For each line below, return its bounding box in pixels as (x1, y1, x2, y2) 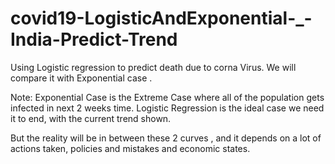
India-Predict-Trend (10, 28, 178, 51)
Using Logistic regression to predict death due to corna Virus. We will (10, 61, 297, 73)
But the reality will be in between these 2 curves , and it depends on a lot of (10, 132, 322, 144)
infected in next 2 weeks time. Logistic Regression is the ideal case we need (10, 102, 325, 114)
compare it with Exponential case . (10, 72, 153, 84)
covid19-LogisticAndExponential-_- (10, 7, 313, 30)
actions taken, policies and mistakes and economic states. (10, 142, 251, 154)
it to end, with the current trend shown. (10, 112, 172, 124)
